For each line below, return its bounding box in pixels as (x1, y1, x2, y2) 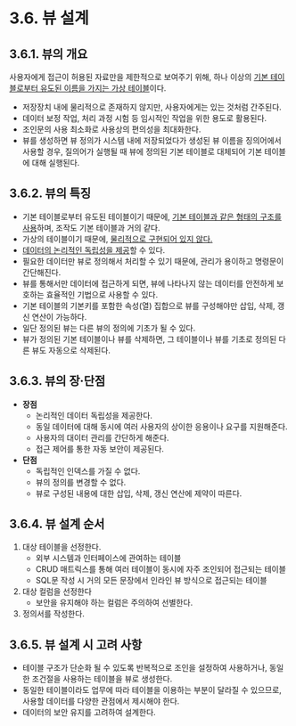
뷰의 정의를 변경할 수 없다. (35, 477, 127, 487)
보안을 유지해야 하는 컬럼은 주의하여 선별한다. (35, 598, 193, 608)
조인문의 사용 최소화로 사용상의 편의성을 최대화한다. (21, 124, 201, 135)
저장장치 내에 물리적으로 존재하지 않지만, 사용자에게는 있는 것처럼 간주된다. (21, 102, 283, 112)
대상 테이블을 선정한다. (21, 542, 102, 552)
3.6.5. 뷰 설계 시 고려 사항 (9, 637, 143, 652)
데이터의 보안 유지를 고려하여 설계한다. (21, 707, 156, 718)
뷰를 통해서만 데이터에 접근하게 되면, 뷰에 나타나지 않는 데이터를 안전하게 (21, 278, 275, 289)
